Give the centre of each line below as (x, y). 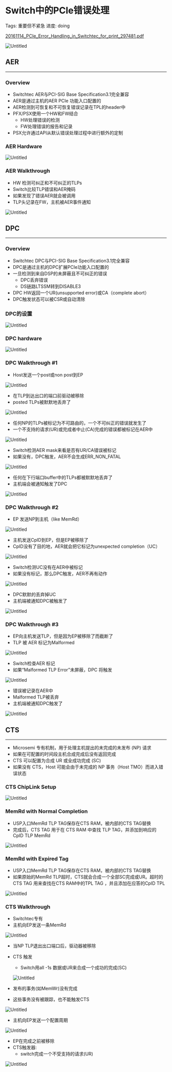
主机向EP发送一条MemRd (39, 925)
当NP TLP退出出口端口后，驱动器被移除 (54, 946)
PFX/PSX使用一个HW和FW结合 (45, 114)
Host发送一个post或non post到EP (48, 374)
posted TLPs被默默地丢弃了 (42, 402)
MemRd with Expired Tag (37, 859)
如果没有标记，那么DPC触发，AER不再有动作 (60, 573)
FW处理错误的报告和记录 (46, 127)
